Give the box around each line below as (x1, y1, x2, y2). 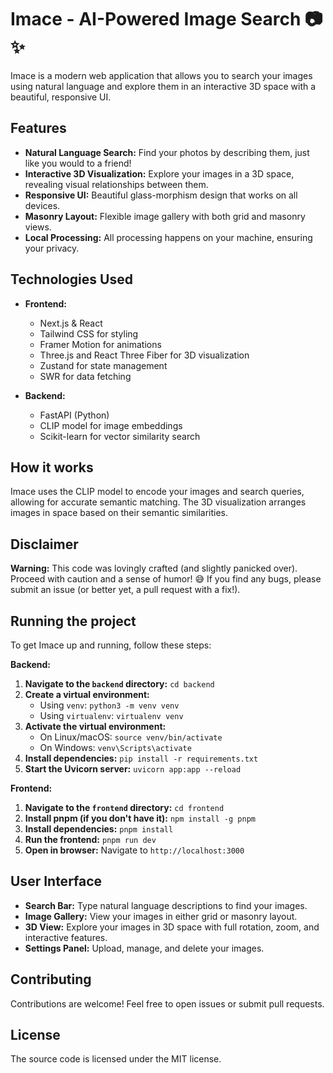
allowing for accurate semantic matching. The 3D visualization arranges (10, 496, 307, 508)
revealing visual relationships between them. (24, 178, 209, 190)
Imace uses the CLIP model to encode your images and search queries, (10, 486, 305, 498)
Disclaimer (10, 536, 79, 553)
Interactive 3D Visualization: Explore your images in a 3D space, (24, 167, 295, 180)
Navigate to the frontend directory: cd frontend (24, 802, 225, 813)
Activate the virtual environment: (24, 721, 167, 732)
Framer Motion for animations (39, 338, 162, 350)
